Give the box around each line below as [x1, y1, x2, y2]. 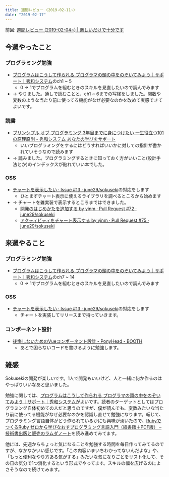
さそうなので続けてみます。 [5, 466, 63, 472]
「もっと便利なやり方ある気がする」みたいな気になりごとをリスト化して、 [5, 454, 160, 460]
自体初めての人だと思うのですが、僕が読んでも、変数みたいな [27, 405, 155, 411]
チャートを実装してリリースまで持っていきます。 [20, 312, 121, 318]
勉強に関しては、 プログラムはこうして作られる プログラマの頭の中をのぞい [5, 392, 161, 398]
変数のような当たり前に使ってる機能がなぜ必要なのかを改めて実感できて [12, 97, 163, 103]
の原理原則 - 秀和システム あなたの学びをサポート [12, 136, 116, 142]
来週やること [5, 239, 45, 248]
